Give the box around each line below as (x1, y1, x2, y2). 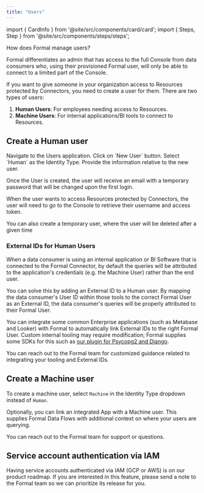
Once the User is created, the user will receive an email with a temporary (6, 177, 189, 184)
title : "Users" (6, 9, 45, 15)
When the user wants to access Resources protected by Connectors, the (6, 195, 189, 203)
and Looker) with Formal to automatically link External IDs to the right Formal (6, 325, 199, 332)
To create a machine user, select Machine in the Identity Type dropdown (6, 390, 186, 397)
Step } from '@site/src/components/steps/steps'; (6, 32, 130, 40)
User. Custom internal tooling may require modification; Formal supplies (6, 331, 186, 339)
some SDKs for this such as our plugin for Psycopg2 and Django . (6, 337, 169, 345)
